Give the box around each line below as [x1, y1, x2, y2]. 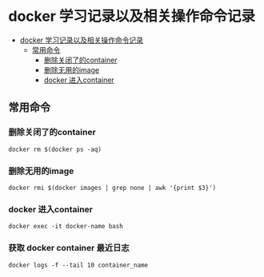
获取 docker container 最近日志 [8, 243, 130, 254]
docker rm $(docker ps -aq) [8, 145, 102, 153]
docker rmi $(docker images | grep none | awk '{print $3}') [8, 184, 217, 192]
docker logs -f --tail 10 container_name [8, 261, 149, 269]
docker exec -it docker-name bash [8, 223, 124, 231]
